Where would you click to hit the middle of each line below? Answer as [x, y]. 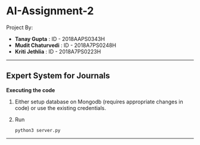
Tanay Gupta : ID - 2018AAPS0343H [60, 39]
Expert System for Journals [58, 76]
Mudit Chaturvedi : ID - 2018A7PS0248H [65, 45]
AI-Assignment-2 [50, 11]
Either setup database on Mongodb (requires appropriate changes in [99, 102]
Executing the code [31, 90]
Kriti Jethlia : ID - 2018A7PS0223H [58, 51]
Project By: [20, 27]
